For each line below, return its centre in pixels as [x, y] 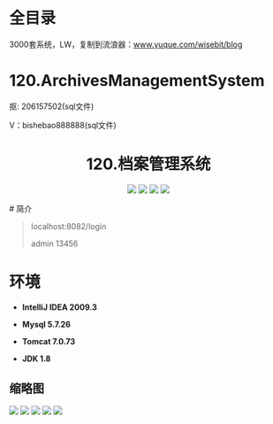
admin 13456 [54, 243]
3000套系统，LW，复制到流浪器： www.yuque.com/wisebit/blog [126, 44]
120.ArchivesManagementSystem [137, 81]
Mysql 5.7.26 [46, 324]
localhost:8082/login [68, 226]
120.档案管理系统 [148, 164]
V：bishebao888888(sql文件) [63, 125]
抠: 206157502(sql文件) [52, 106]
